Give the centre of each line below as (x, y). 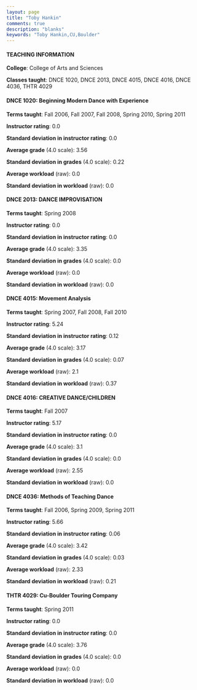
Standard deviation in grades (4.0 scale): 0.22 (65, 162)
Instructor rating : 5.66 (35, 522)
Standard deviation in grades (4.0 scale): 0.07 (65, 359)
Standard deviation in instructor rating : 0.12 (63, 335)
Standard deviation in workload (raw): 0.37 (62, 383)
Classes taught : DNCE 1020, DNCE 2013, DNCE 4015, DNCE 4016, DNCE (99, 80)
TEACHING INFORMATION (41, 54)
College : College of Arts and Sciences (55, 68)
